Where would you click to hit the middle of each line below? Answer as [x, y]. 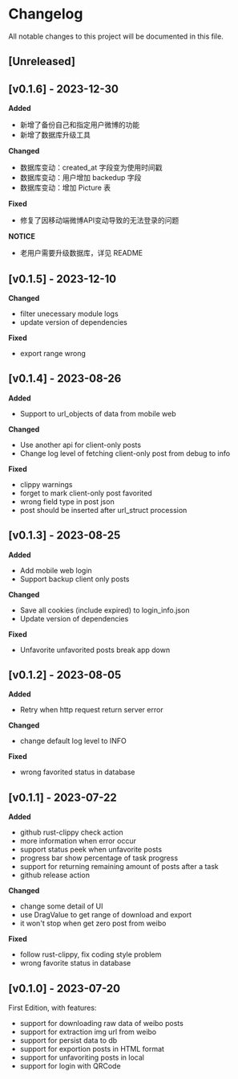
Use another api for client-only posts [81, 445]
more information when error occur [78, 841]
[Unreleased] [42, 62]
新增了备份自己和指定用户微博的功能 [80, 125]
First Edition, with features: [52, 1008]
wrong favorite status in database [75, 963]
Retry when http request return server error [91, 710]
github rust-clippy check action [72, 832]
